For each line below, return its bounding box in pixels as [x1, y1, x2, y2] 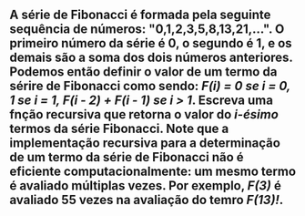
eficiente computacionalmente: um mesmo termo [9, 164, 297, 180]
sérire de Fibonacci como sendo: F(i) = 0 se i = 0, [9, 78, 291, 94]
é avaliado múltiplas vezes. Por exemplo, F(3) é [9, 178, 282, 194]
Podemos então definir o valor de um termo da [9, 64, 278, 80]
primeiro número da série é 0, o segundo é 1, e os [9, 36, 293, 51]
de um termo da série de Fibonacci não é [9, 149, 244, 165]
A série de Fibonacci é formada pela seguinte [9, 7, 271, 23]
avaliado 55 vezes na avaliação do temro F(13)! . [9, 192, 284, 208]
